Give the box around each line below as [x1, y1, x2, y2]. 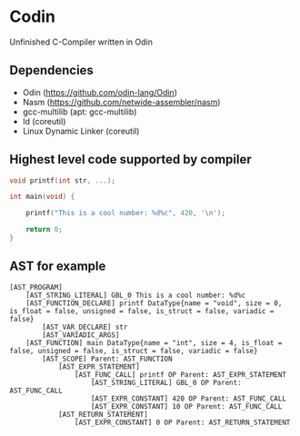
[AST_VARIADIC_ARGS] [42, 330, 120, 340]
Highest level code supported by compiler [9, 152, 252, 167]
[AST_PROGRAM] [9, 282, 64, 292]
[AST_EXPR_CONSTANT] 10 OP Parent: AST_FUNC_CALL [90, 401, 283, 411]
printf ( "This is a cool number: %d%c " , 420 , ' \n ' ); [25, 209, 225, 218]
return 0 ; [25, 225, 64, 234]
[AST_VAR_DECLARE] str [42, 322, 128, 332]
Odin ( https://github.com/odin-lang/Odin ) [22, 86, 177, 97]
